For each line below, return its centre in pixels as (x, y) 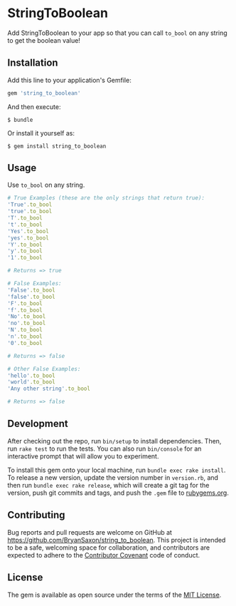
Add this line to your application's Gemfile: (69, 80)
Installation (33, 63)
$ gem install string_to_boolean (57, 146)
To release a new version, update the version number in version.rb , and (113, 477)
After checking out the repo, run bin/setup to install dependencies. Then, (114, 441)
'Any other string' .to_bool (49, 389)
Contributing (36, 515)
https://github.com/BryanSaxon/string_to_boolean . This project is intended (117, 540)
